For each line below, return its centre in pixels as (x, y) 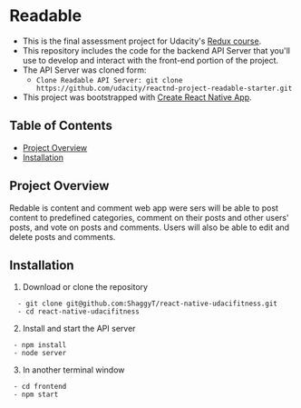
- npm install (40, 345)
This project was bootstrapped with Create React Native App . (137, 97)
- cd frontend (40, 387)
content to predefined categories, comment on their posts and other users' (149, 217)
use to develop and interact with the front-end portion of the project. (150, 60)
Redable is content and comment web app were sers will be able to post (144, 208)
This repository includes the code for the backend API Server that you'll (156, 50)
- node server (40, 353)
